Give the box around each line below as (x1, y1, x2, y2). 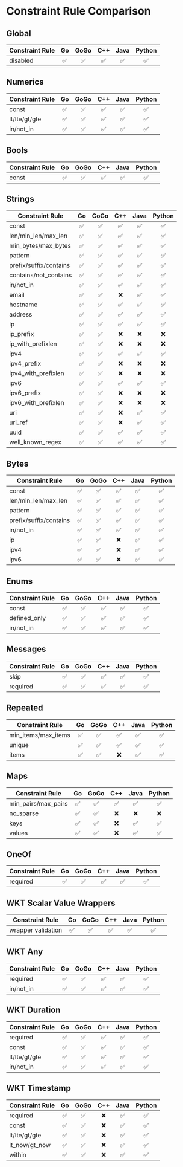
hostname (9, 300, 38, 309)
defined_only (9, 614, 46, 622)
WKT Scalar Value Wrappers (6, 897, 116, 908)
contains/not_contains (9, 271, 72, 279)
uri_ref (9, 418, 28, 427)
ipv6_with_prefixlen (9, 399, 64, 407)
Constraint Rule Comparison (6, 4, 152, 18)
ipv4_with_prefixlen (9, 369, 64, 378)
